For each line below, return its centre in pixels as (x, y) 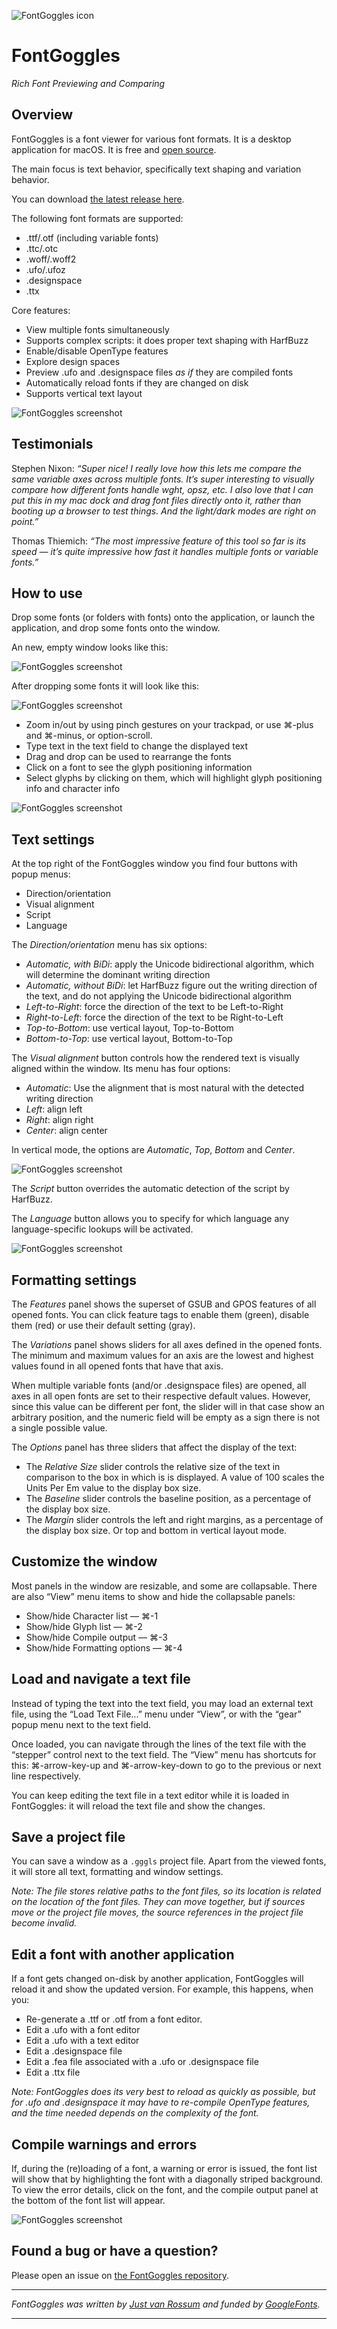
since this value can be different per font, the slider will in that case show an (168, 1406)
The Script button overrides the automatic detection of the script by (150, 1189)
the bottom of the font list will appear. (88, 2201)
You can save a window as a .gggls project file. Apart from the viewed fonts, (169, 1861)
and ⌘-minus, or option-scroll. (89, 736)
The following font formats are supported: (97, 218)
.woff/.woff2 (51, 259)
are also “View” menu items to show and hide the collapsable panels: (153, 1596)
